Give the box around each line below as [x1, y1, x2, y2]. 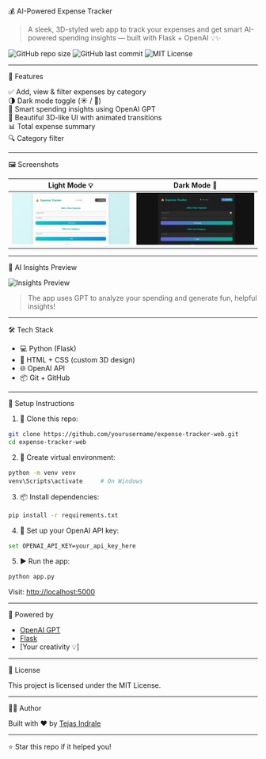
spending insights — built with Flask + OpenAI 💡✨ [58, 33, 222, 42]
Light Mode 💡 [47, 180, 93, 190]
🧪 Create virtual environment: [19, 453, 116, 462]
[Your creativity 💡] [19, 642, 80, 651]
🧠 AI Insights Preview [8, 262, 78, 271]
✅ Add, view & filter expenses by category [8, 87, 146, 97]
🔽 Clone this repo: [19, 414, 79, 423]
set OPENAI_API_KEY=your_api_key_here [8, 541, 136, 550]
